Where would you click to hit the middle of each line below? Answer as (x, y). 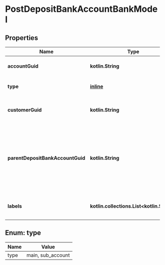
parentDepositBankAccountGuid (46, 158)
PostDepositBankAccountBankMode (82, 9)
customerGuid (25, 110)
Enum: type (23, 233)
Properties (22, 38)
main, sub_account (48, 255)
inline (97, 86)
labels (15, 206)
